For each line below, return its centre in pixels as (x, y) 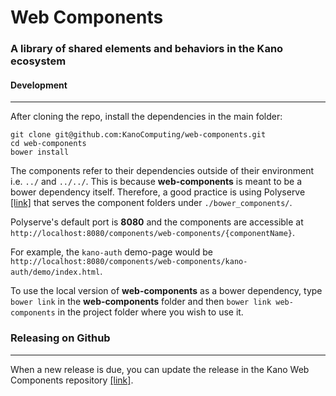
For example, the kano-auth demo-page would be (111, 252)
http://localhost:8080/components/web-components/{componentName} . (153, 233)
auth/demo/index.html (55, 272)
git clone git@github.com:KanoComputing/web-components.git (138, 135)
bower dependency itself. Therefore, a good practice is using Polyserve (158, 192)
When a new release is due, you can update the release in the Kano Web (160, 369)
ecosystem (38, 61)
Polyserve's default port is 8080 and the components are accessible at (157, 222)
